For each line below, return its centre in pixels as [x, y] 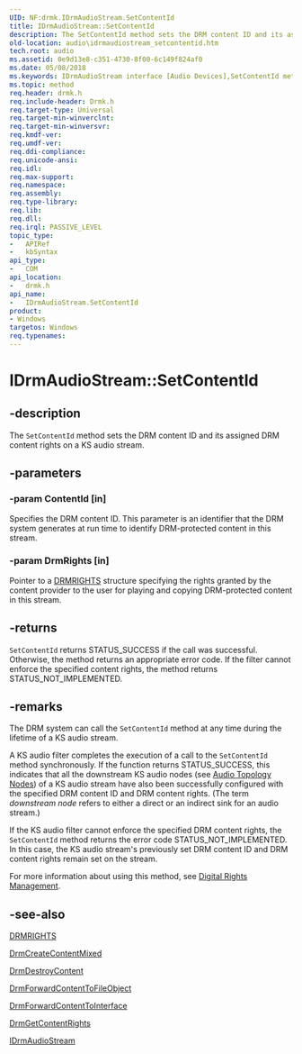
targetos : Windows [44, 328]
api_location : [36, 277]
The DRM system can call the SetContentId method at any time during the [146, 728]
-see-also [37, 914]
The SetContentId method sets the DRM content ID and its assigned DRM [145, 435]
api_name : [28, 294]
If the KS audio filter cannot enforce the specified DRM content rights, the [146, 831]
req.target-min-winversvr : [60, 127]
